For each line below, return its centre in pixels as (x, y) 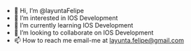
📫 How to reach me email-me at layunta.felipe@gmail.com (99, 40)
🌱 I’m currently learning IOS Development (73, 25)
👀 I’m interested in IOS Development (66, 18)
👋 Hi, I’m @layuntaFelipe (49, 11)
